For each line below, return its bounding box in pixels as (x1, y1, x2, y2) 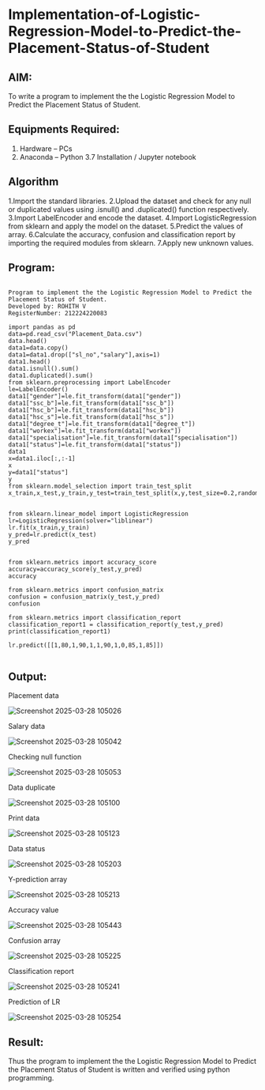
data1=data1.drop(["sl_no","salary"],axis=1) (8, 351, 160, 359)
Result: (8, 1035, 44, 1049)
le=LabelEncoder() (8, 386, 69, 394)
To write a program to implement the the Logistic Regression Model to (8, 92, 235, 100)
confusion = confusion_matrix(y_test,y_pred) (8, 593, 160, 602)
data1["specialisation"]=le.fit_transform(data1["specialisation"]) (8, 434, 238, 442)
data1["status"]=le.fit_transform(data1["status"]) (8, 441, 181, 449)
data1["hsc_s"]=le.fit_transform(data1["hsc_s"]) (8, 413, 175, 421)
